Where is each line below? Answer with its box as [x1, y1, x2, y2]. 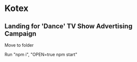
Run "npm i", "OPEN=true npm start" [4, 51, 77, 57]
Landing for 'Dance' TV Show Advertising [4, 22, 133, 30]
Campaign [4, 29, 37, 37]
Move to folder [4, 42, 34, 48]
